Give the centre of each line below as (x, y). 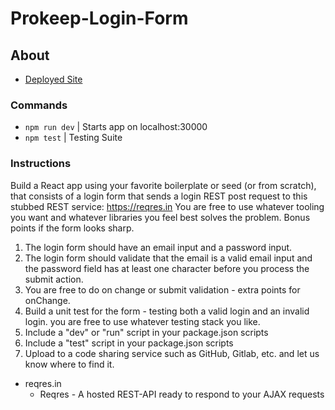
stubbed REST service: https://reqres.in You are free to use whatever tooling (167, 206)
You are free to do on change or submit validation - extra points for (162, 289)
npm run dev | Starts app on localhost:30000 (116, 127)
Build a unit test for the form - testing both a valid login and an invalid (167, 311)
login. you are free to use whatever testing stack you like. (142, 321)
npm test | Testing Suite (73, 138)
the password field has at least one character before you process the (167, 268)
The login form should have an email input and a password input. (158, 247)
